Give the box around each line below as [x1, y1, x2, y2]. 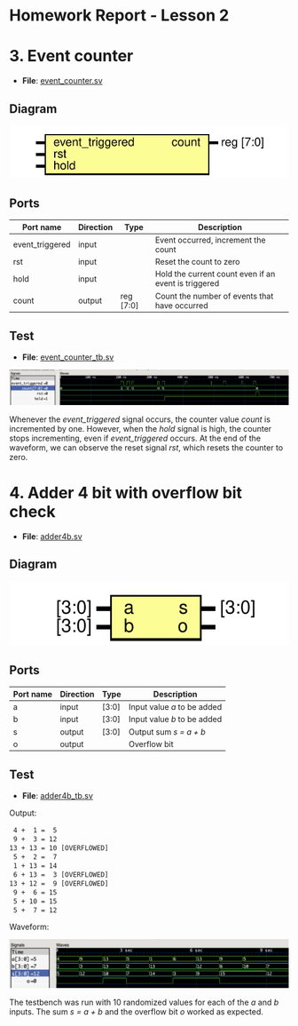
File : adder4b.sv [21, 531, 82, 542]
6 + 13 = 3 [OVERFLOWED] [12, 871, 109, 879]
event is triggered [154, 278, 220, 289]
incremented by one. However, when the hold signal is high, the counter [9, 424, 272, 434]
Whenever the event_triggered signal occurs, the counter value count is [9, 414, 271, 425]
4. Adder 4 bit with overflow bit [9, 483, 242, 503]
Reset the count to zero [154, 257, 240, 267]
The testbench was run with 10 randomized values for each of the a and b [9, 997, 279, 1008]
